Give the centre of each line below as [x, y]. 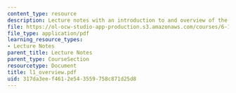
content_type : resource [42, 14]
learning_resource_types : [45, 40]
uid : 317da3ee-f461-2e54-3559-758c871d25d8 [72, 79]
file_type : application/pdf [48, 33]
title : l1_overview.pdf [42, 72]
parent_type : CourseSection [48, 59]
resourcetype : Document [42, 66]
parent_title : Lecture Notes [50, 53]
